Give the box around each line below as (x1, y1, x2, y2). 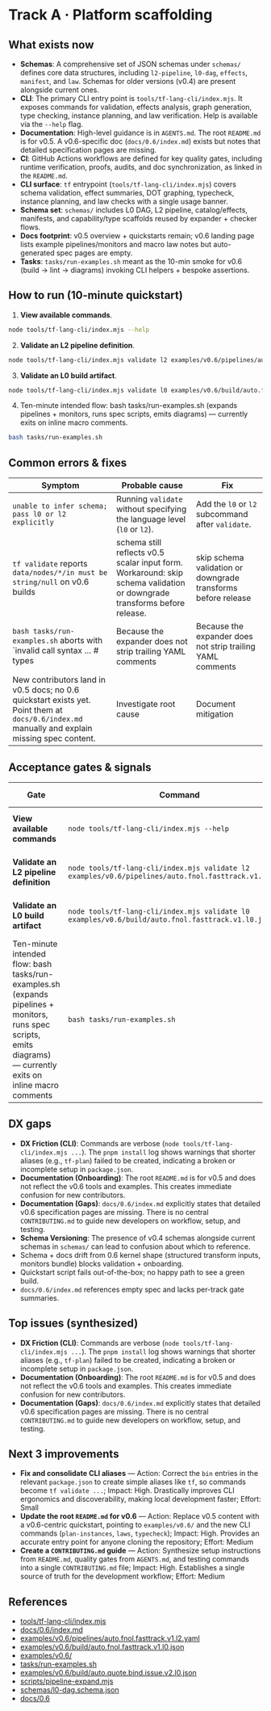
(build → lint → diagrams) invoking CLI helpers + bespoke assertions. (19, 265, 250, 275)
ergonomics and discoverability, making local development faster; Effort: (19, 1494, 261, 1504)
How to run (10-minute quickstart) (8, 288, 183, 302)
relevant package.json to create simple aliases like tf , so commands (19, 1477, 246, 1487)
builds (12, 586, 36, 598)
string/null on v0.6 (12, 576, 90, 587)
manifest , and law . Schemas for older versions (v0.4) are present (19, 77, 236, 86)
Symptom (41, 480, 80, 491)
